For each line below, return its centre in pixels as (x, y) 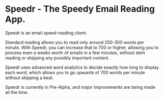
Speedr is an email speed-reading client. (46, 33)
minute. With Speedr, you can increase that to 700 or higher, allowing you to (82, 47)
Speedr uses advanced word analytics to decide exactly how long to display (82, 67)
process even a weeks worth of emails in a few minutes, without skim (75, 53)
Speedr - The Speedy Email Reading (80, 9)
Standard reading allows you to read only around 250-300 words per (75, 42)
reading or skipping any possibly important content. (57, 58)
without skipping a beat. (29, 78)
